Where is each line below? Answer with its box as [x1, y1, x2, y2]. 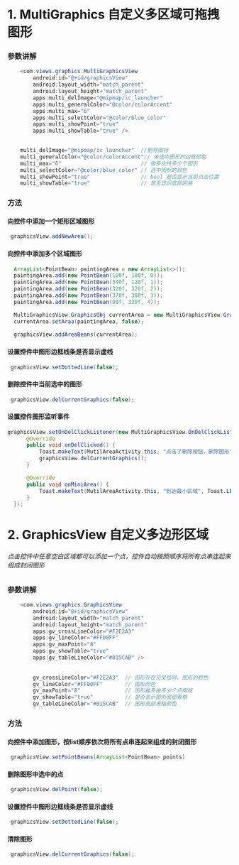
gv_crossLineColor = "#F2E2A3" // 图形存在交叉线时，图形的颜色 [33, 674, 209, 681]
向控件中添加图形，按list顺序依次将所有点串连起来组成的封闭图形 [7, 737, 197, 746]
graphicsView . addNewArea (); [10, 233, 94, 240]
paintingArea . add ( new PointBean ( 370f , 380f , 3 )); [13, 292, 163, 299]
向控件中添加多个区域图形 [7, 249, 82, 258]
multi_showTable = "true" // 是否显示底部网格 [20, 180, 193, 187]
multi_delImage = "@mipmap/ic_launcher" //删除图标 [20, 147, 169, 154]
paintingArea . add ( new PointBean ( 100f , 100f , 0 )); [13, 272, 163, 279]
